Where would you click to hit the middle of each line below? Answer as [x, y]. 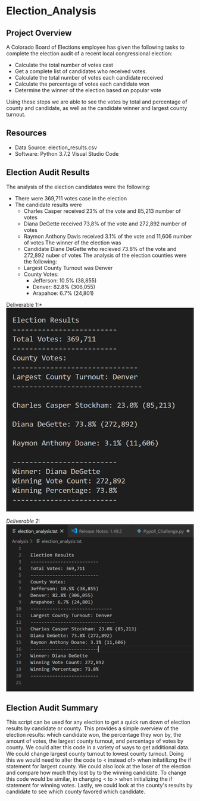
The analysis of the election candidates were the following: [78, 187]
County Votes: [41, 274]
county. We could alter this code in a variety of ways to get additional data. [98, 747]
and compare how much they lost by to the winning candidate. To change [96, 773]
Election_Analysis [51, 11]
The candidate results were [48, 205]
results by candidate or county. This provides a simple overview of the [92, 728]
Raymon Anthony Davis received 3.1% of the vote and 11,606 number [108, 236]
